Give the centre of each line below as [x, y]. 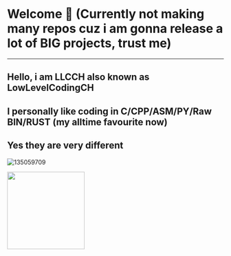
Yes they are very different [65, 146]
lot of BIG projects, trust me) [89, 43]
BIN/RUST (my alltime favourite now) [88, 122]
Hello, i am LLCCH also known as [78, 77]
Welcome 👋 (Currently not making [106, 14]
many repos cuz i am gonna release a [115, 29]
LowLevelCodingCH [51, 88]
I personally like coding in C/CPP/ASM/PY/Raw [109, 111]
